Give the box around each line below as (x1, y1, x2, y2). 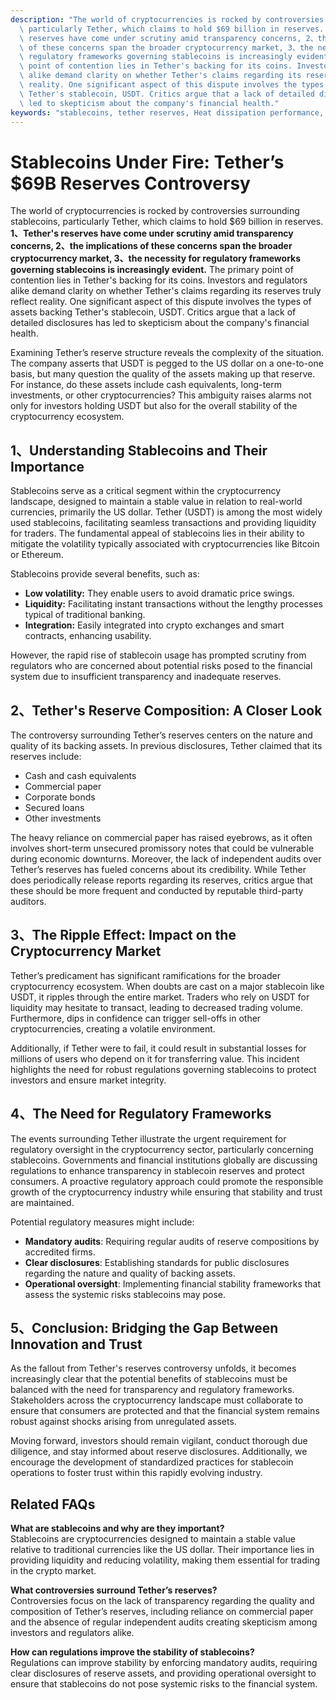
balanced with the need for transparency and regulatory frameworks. (10, 1384, 295, 1396)
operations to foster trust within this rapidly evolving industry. (10, 1467, 263, 1479)
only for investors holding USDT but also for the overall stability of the (10, 400, 298, 412)
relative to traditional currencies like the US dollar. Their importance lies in (10, 1544, 315, 1556)
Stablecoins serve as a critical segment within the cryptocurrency (10, 485, 282, 497)
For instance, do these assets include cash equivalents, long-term (10, 379, 282, 391)
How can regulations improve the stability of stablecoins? (10, 1646, 255, 1658)
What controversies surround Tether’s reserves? (10, 1584, 218, 1596)
